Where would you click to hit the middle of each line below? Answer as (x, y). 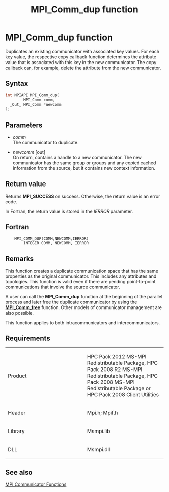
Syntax (17, 83)
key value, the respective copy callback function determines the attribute (81, 57)
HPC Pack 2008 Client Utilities (123, 395)
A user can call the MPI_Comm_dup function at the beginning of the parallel (84, 296)
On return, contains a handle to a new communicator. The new (77, 158)
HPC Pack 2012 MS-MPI (117, 357)
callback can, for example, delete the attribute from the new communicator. (83, 68)
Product (17, 376)
